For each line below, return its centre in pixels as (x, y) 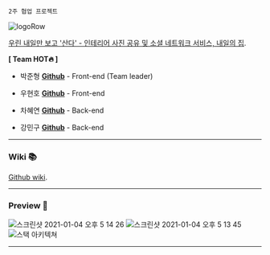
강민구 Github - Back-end (62, 127)
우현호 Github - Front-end (62, 93)
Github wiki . (28, 177)
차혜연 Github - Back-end (62, 110)
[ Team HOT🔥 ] (33, 59)
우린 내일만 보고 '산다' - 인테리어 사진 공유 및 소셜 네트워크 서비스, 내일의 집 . (127, 43)
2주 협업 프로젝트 (33, 11)
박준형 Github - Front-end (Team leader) (86, 76)
